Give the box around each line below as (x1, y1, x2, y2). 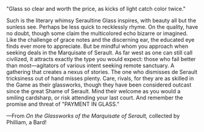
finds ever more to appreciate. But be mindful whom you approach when (6, 42, 189, 50)
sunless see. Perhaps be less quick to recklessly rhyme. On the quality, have (6, 24, 199, 30)
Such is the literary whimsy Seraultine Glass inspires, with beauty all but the (6, 17, 197, 24)
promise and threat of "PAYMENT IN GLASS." (6, 101, 120, 108)
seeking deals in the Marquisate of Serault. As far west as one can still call (6, 49, 193, 56)
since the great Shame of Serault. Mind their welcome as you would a (6, 88, 181, 94)
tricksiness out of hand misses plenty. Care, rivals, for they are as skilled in (6, 75, 194, 82)
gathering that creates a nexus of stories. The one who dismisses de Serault (6, 68, 198, 75)
